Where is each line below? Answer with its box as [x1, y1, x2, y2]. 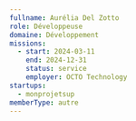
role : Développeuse [9, 22, 83, 31]
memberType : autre [9, 97, 79, 107]
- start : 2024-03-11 [17, 47, 95, 56]
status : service [25, 65, 88, 74]
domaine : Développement [9, 30, 100, 39]
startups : [9, 81, 47, 90]
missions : [9, 38, 47, 48]
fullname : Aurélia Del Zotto [9, 13, 120, 23]
